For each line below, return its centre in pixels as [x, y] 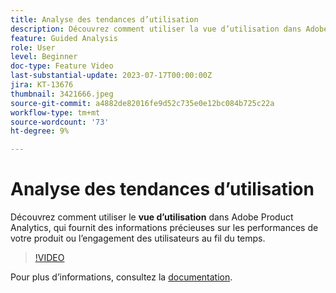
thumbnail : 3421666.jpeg [62, 94]
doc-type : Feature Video [62, 66]
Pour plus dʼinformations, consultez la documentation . [121, 277]
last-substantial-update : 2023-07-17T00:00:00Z [111, 76]
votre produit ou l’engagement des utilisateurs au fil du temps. [138, 238]
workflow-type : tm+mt [55, 112]
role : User [33, 47]
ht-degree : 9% [40, 131]
